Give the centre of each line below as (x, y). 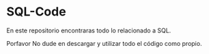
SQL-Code (36, 12)
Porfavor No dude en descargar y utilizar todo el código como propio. (104, 43)
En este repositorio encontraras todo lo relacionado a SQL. (89, 30)
